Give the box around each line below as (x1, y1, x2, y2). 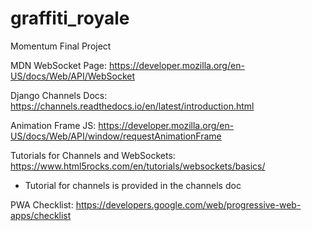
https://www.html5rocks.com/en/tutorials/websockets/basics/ (10, 160, 266, 172)
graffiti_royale (10, 7, 130, 30)
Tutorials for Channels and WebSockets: (10, 149, 176, 161)
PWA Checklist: (10, 198, 74, 211)
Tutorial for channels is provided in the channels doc (24, 179, 242, 191)
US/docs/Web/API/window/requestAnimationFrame (10, 130, 222, 142)
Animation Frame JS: (10, 119, 97, 131)
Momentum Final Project (10, 40, 112, 52)
